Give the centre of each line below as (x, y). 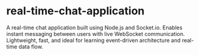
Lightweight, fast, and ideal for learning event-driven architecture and (93, 40)
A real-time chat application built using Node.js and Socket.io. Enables (94, 27)
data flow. (31, 47)
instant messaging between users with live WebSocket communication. (96, 33)
